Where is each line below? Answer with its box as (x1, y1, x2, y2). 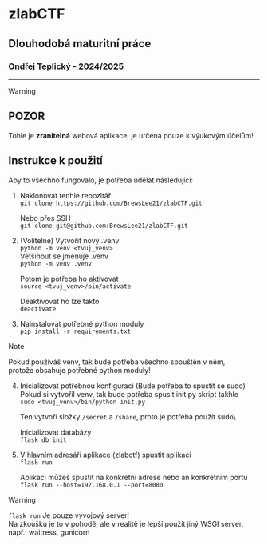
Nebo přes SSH (19, 213, 71, 222)
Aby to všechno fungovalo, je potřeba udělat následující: (8, 175, 194, 185)
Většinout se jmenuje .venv (19, 251, 109, 261)
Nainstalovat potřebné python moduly (19, 319, 144, 328)
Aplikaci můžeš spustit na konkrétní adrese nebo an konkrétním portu (19, 472, 248, 482)
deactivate (19, 305, 57, 313)
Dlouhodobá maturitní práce (8, 37, 152, 50)
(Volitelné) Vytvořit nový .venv (19, 235, 120, 245)
